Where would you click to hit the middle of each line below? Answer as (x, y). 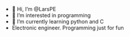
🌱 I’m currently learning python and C (58, 21)
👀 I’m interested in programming (51, 15)
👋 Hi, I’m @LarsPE (34, 9)
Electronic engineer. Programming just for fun (68, 28)
